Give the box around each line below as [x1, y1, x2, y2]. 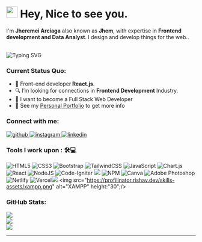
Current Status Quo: [6, 66, 67, 75]
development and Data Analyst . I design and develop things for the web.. [6, 33, 189, 40]
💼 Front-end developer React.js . [14, 80, 95, 87]
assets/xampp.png [6, 182, 53, 190]
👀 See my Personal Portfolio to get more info [14, 102, 125, 110]
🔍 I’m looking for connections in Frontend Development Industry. [14, 87, 179, 95]
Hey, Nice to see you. [20, 7, 128, 21]
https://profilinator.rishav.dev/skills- [87, 176, 175, 184]
